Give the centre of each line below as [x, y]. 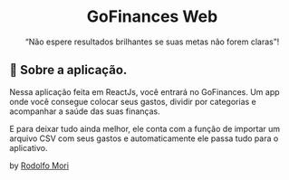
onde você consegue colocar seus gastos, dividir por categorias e [133, 101]
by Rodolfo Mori [39, 166]
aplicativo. [29, 147]
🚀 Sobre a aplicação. [68, 70]
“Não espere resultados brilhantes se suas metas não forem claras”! [152, 42]
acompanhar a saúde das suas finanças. [85, 111]
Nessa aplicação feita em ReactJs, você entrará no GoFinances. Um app [144, 91]
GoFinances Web [152, 17]
